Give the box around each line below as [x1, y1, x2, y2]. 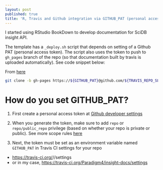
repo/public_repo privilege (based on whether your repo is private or [12, 125, 150, 131]
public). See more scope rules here [12, 131, 82, 136]
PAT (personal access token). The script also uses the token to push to [5, 49, 147, 55]
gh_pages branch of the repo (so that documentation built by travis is [5, 54, 142, 60]
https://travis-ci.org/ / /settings [12, 154, 72, 160]
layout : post [5, 7, 32, 12]
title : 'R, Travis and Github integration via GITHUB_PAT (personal [5, 16, 147, 21]
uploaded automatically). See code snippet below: [5, 59, 105, 66]
